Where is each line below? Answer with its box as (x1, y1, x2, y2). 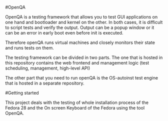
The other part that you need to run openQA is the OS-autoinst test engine (5, 75, 158, 80)
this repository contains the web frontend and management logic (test (5, 60, 149, 65)
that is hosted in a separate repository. (5, 80, 84, 86)
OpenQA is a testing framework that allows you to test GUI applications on (5, 14, 158, 19)
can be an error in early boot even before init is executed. (5, 30, 123, 35)
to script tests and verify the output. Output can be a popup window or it (5, 24, 154, 30)
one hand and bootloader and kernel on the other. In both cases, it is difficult (5, 19, 163, 25)
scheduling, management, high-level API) (5, 65, 90, 71)
